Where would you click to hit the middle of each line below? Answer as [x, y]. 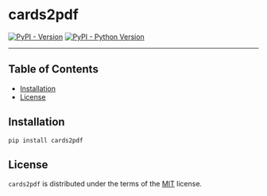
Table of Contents [54, 69]
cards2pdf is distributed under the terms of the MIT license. [105, 184]
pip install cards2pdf [46, 140]
